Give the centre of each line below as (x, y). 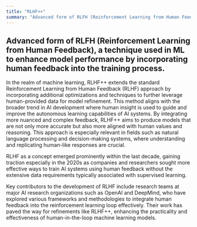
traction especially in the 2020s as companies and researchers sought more (98, 163)
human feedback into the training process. (86, 68)
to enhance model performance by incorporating (97, 59)
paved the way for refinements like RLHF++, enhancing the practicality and (97, 212)
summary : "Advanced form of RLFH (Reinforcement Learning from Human (93, 17)
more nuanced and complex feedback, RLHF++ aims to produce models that (98, 120)
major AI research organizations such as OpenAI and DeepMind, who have (96, 193)
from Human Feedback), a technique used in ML (95, 50)
